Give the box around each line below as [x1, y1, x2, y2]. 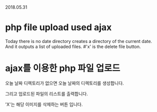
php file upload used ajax [5, 22, 112, 33]
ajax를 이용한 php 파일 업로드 [5, 62, 120, 74]
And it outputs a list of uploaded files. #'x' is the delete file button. [5, 43, 141, 49]
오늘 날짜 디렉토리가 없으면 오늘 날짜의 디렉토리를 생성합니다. [5, 80, 124, 86]
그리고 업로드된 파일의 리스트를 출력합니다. [5, 90, 88, 96]
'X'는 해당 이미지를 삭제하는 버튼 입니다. [5, 101, 83, 107]
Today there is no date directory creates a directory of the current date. [5, 38, 152, 44]
